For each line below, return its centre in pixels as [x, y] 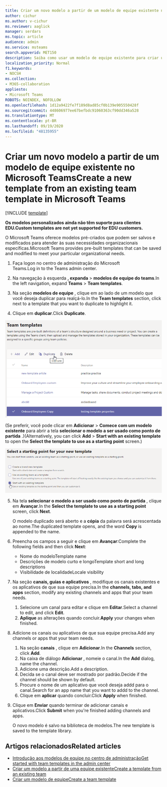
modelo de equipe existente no [70, 167]
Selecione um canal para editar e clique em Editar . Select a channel [88, 607]
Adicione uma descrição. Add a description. [64, 669]
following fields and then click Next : [49, 546]
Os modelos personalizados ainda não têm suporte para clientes [73, 222]
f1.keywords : [19, 68]
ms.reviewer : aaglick [28, 26]
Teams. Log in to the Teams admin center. [55, 268]
